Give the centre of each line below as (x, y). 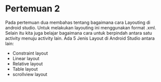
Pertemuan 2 (33, 9)
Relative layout (28, 64)
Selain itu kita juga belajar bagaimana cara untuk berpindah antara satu (78, 33)
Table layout (25, 69)
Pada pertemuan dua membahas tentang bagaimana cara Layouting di (78, 22)
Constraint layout (30, 53)
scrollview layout (30, 74)
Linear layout (26, 58)
